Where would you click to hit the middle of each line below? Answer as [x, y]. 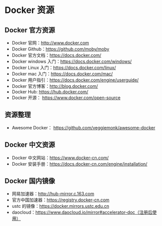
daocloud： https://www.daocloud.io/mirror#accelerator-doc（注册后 [82, 212]
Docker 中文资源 [30, 145]
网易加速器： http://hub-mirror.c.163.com [53, 194]
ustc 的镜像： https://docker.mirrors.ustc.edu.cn [60, 206]
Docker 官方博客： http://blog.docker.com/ [55, 86]
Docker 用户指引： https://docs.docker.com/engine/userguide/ [75, 80]
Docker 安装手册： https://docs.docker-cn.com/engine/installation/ [80, 164]
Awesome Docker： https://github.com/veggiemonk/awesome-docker [83, 127]
